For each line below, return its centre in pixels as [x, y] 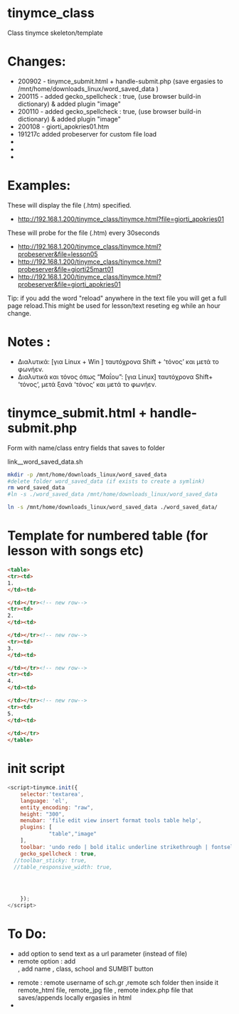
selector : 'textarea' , [52, 794]
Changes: [37, 62]
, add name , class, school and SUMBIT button [86, 969]
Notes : [29, 342]
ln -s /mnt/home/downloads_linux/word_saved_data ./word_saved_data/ [113, 507]
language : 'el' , [44, 801]
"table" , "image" [73, 834]
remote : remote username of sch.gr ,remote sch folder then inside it [118, 982]
